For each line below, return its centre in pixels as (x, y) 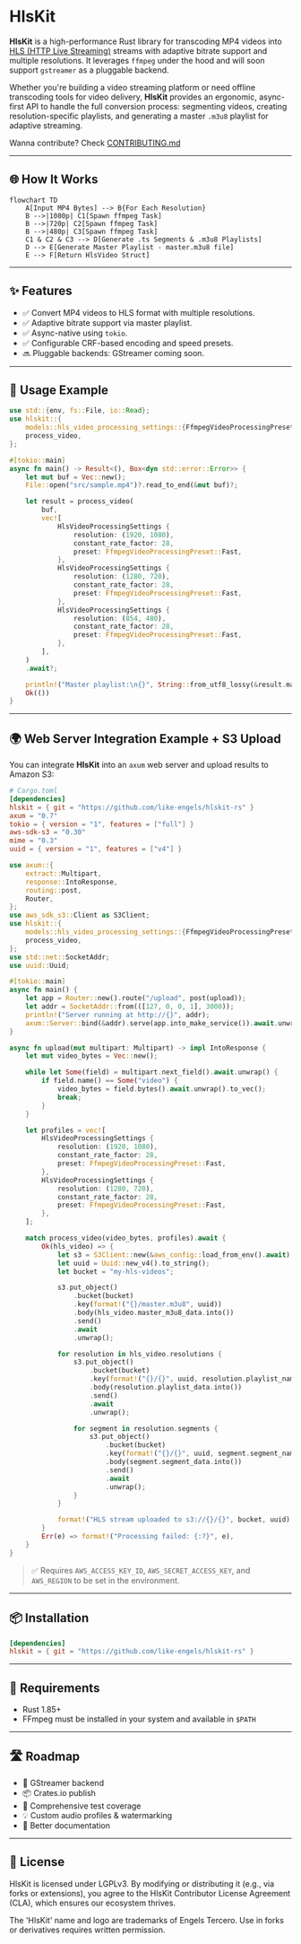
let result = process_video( (80, 501)
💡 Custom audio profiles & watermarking (97, 1815)
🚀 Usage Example (59, 390)
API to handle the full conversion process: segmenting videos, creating (156, 106)
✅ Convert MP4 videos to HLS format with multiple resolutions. (138, 312)
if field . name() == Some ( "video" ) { (110, 1081)
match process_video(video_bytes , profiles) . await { (126, 1238)
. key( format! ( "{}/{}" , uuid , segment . (178, 1454)
